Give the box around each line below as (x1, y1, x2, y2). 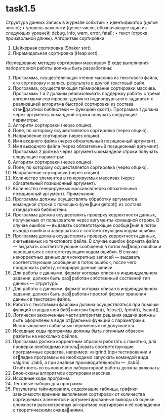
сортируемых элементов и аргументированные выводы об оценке (12, 396, 155, 402)
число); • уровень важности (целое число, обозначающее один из (5, 24, 147, 30)
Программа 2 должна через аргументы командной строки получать (12, 148, 158, 154)
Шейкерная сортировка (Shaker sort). (12, 45, 92, 51)
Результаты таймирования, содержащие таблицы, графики (12, 386, 138, 392)
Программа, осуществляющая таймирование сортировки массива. (12, 85, 157, 91)
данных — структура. (12, 280, 59, 286)
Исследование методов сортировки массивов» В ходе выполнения (5, 60, 149, 66)
